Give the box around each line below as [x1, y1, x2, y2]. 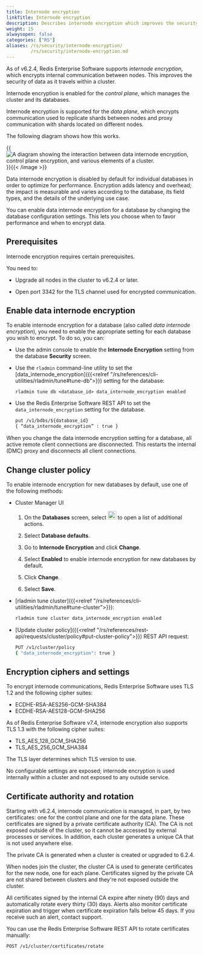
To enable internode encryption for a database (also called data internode [6, 322, 190, 329]
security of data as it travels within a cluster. [6, 78, 116, 85]
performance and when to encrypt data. [6, 219, 106, 226]
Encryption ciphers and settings [6, 667, 130, 677]
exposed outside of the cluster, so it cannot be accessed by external [6, 827, 177, 834]
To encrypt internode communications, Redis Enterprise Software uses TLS [6, 683, 194, 690]
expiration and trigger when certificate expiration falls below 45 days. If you [6, 907, 195, 914]
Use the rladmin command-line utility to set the [14, 364, 133, 371]
